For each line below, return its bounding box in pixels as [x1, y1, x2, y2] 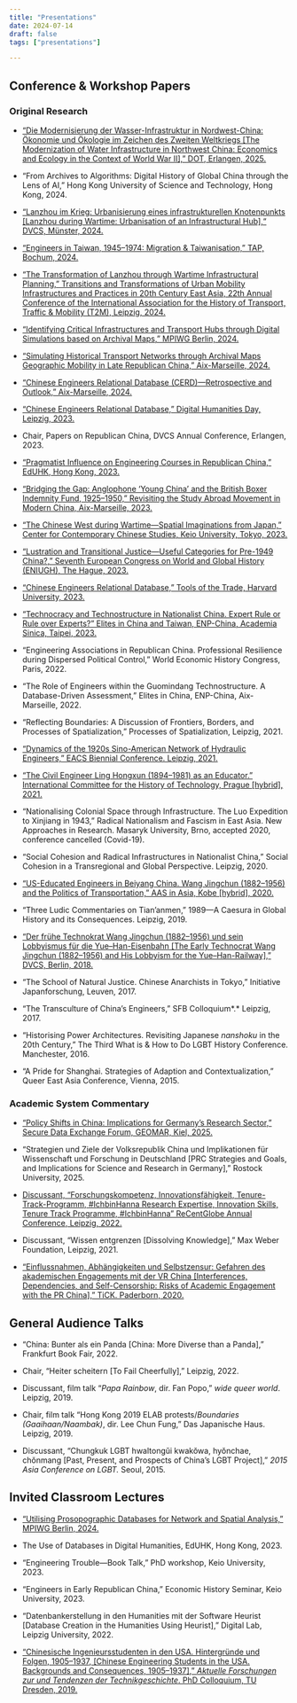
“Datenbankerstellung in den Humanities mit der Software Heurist [21, 1610, 262, 1621]
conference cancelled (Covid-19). [21, 834, 145, 845]
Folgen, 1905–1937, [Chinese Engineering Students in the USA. [21, 1655, 251, 1667]
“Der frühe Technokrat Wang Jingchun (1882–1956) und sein [21, 931, 244, 941]
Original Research [9, 105, 89, 117]
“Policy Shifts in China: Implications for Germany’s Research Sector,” [21, 1118, 272, 1129]
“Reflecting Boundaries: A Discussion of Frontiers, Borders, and [21, 716, 254, 727]
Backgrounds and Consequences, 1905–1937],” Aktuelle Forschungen [21, 1665, 277, 1676]
